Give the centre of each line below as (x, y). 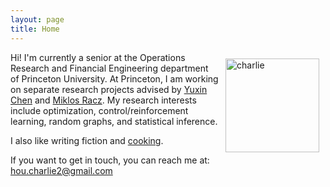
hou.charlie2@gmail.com (61, 170)
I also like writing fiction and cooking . (87, 140)
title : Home (35, 29)
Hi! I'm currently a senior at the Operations (98, 57)
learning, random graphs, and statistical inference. (114, 121)
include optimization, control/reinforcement (99, 110)
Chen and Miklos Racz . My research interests (103, 100)
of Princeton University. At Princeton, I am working (114, 78)
